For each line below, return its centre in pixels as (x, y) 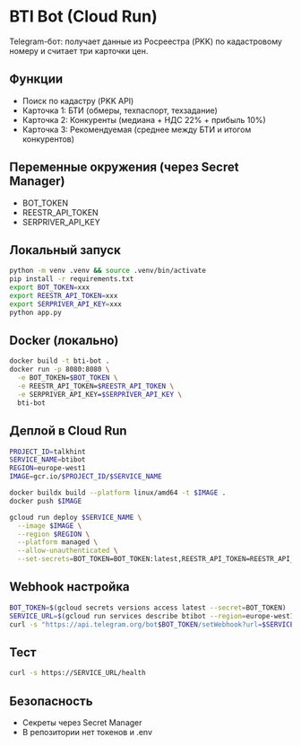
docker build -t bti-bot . (60, 361)
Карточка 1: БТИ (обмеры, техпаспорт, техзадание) (120, 110)
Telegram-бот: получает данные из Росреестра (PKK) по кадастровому (146, 41)
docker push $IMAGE (46, 501)
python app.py (36, 312)
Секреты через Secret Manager (82, 722)
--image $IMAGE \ (50, 526)
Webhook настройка (69, 587)
